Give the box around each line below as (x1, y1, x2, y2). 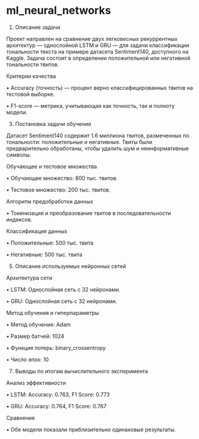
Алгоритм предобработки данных (6, 198, 94, 205)
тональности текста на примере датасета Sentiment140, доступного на (6, 48, 189, 55)
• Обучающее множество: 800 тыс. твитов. (6, 174, 118, 181)
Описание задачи (14, 23, 61, 31)
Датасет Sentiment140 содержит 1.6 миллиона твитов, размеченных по (6, 132, 189, 139)
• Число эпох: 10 (6, 356, 49, 363)
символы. (6, 151, 31, 158)
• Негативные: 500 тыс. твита (6, 251, 83, 258)
